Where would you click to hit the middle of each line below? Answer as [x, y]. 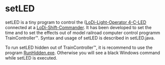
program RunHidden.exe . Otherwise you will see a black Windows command [82, 53]
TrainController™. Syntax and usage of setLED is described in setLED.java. [80, 38]
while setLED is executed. [31, 58]
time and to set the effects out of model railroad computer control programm [83, 32]
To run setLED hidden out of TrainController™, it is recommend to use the [79, 47]
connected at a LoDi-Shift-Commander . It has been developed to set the [78, 27]
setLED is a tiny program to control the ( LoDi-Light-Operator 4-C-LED [76, 22]
